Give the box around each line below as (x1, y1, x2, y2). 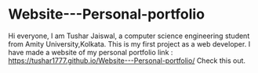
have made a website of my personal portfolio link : (8, 47, 173, 57)
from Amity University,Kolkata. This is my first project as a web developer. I (8, 39, 251, 48)
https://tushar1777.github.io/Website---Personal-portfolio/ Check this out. (8, 56, 245, 65)
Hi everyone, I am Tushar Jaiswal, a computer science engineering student (8, 31, 250, 40)
